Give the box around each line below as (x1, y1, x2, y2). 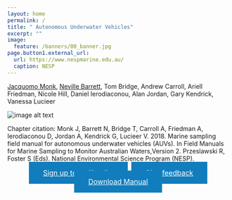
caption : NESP (13, 63, 55, 70)
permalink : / (7, 17, 46, 24)
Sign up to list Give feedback (43, 168, 193, 177)
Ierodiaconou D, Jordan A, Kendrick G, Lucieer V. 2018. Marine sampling (7, 132, 217, 140)
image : (7, 37, 27, 44)
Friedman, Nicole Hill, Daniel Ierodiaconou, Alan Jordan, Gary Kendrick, (7, 89, 214, 98)
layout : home (7, 10, 46, 18)
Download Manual (88, 177, 148, 187)
